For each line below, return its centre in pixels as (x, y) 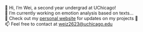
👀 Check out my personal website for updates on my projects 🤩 (71, 18)
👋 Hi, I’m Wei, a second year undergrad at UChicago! (60, 8)
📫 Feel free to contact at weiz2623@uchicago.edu (59, 24)
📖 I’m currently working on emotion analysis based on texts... (69, 13)
